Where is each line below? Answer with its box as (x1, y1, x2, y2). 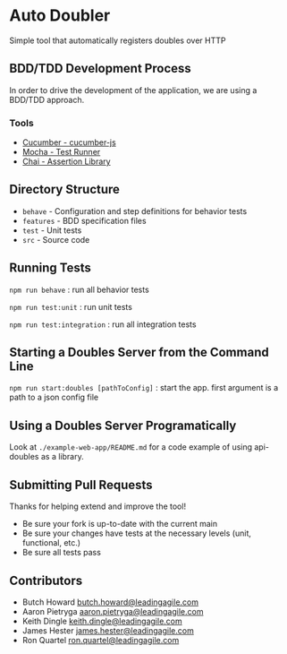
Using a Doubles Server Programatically (9, 417, 237, 433)
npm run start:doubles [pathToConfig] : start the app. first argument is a (9, 383, 279, 393)
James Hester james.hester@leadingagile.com (21, 624, 194, 636)
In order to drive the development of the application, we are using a (9, 84, 257, 95)
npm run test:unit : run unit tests (9, 301, 132, 312)
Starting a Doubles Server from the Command (9, 345, 270, 360)
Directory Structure (9, 182, 121, 197)
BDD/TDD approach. (9, 94, 85, 105)
